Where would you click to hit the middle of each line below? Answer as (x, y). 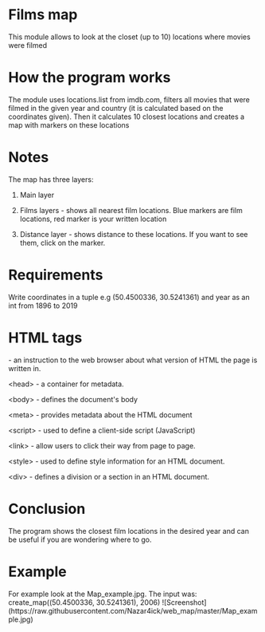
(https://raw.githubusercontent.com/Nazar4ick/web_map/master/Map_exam (133, 610)
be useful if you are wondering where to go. (80, 539)
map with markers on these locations (69, 124)
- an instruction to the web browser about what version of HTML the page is (133, 360)
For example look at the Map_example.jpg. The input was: (103, 594)
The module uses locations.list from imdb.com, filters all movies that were (129, 99)
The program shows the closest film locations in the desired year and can (129, 531)
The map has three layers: (51, 179)
